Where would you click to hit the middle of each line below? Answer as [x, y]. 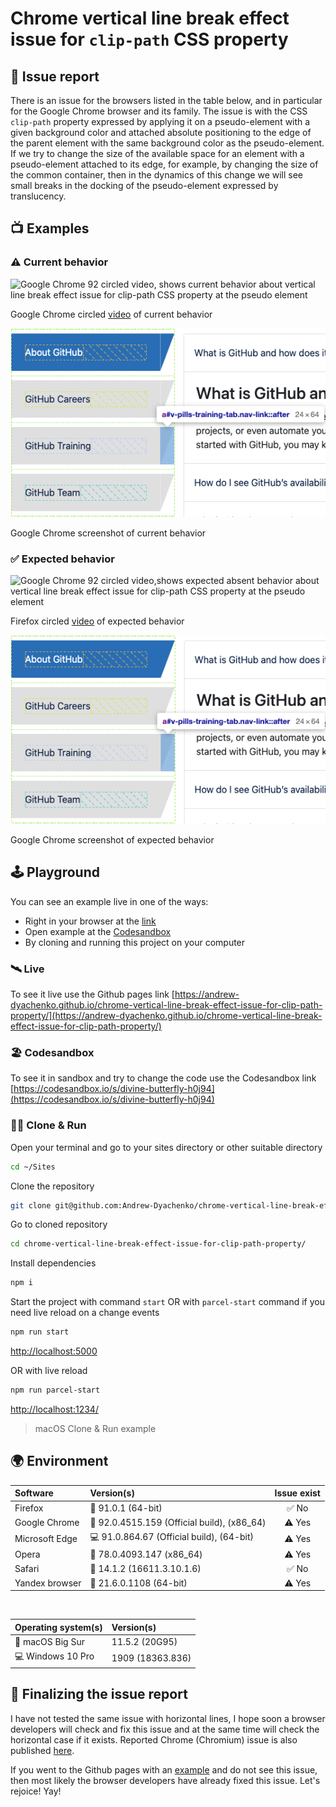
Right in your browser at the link [90, 921]
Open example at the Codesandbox [98, 931]
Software [34, 1493]
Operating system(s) [58, 1627]
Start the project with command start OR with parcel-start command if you [167, 1302]
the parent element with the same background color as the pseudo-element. [167, 143]
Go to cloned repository [59, 1224]
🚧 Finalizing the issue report [99, 1694]
